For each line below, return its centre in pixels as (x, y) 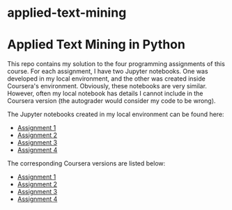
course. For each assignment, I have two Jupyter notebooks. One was (108, 72)
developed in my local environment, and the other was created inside (106, 79)
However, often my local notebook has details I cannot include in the (105, 94)
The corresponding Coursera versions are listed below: (86, 163)
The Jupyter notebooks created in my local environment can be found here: (116, 114)
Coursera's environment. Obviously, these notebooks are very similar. (107, 86)
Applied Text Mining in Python (96, 45)
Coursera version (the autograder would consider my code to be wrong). (111, 101)
